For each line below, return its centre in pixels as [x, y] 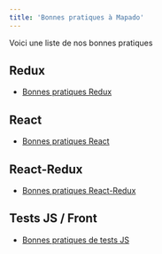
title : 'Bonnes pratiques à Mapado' [77, 17]
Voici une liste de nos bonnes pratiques [81, 43]
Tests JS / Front [53, 218]
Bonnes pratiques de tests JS [76, 240]
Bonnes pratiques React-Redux [79, 191]
